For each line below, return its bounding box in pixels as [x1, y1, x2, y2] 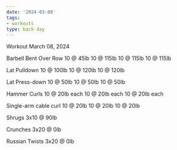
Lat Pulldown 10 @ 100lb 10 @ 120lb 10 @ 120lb [6, 67, 125, 74]
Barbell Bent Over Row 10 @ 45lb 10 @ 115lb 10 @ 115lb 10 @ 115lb [6, 54, 172, 62]
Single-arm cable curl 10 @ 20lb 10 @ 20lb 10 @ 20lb [6, 102, 140, 110]
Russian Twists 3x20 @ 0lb [6, 138, 74, 145]
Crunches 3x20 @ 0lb [6, 126, 62, 133]
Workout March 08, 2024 [6, 43, 70, 50]
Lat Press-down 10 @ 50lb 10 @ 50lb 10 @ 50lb [6, 78, 125, 86]
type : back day [6, 26, 45, 32]
